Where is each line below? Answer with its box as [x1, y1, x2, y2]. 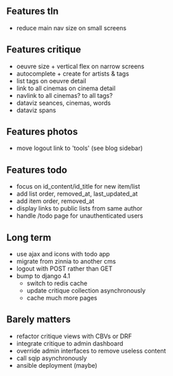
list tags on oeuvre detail [16, 76, 86, 85]
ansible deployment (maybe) [16, 361, 97, 369]
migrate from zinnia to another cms [16, 258, 116, 266]
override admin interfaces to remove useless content [16, 346, 166, 355]
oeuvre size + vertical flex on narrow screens [16, 62, 145, 70]
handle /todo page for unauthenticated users [16, 211, 143, 220]
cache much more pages [26, 294, 97, 302]
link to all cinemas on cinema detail [16, 84, 116, 92]
